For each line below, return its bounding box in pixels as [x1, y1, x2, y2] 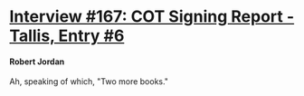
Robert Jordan [9, 56, 65, 67]
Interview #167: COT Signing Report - [9, 6, 295, 27]
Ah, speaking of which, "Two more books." [9, 76, 169, 87]
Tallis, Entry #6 [9, 25, 125, 46]
